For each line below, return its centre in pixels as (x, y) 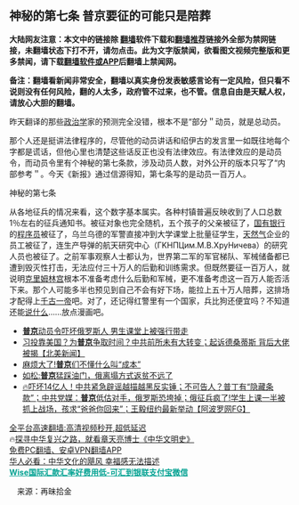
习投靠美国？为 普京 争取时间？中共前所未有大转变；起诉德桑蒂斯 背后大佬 (156, 342)
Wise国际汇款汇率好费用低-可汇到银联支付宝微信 (99, 472)
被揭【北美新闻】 (53, 353)
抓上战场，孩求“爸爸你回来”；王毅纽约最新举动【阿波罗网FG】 (136, 409)
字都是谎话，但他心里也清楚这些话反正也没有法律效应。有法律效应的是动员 (145, 151)
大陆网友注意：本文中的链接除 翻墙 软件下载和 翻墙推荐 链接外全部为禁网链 (143, 39)
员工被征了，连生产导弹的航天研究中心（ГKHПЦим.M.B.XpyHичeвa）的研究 (148, 245)
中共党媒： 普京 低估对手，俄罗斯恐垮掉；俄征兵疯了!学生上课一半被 (163, 397)
